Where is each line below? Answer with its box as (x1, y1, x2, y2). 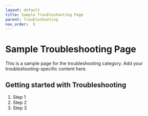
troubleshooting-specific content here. (5, 66, 87, 72)
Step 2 (12, 100, 27, 105)
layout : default (5, 7, 40, 13)
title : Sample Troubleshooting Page (5, 12, 83, 17)
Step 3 (12, 105, 27, 111)
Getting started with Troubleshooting (5, 80, 126, 89)
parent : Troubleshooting (5, 17, 58, 22)
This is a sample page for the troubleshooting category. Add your (5, 61, 143, 67)
